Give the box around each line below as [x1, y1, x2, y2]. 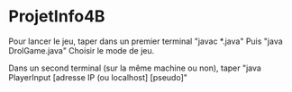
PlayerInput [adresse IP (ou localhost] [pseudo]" [8, 71, 188, 82]
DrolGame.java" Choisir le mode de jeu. [8, 45, 155, 55]
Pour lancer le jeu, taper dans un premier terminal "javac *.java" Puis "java [8, 36, 283, 46]
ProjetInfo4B [8, 6, 105, 27]
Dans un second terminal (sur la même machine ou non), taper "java [8, 63, 262, 73]
